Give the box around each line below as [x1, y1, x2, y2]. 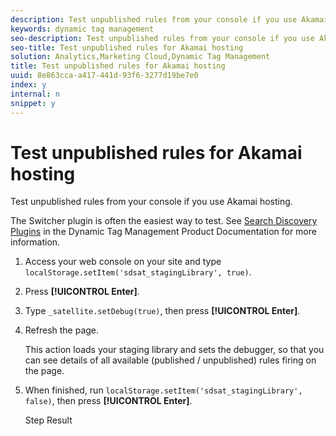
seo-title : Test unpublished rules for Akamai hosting [10, 42, 244, 53]
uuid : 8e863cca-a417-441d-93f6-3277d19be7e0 [10, 71, 199, 81]
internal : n [10, 89, 60, 99]
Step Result [24, 414, 73, 426]
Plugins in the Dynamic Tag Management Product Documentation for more [10, 226, 317, 238]
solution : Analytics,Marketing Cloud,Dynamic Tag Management [10, 52, 271, 62]
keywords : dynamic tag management [10, 24, 155, 34]
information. [10, 236, 61, 248]
